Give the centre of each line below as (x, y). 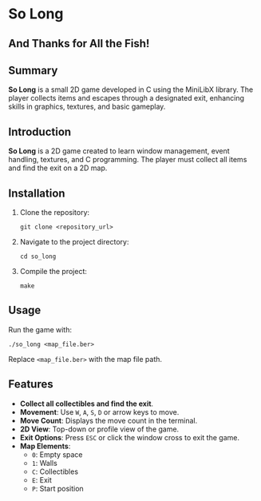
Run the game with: (40, 329)
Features (31, 384)
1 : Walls (44, 463)
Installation (37, 193)
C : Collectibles (55, 471)
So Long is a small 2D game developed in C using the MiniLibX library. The (131, 89)
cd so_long (38, 256)
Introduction (40, 131)
